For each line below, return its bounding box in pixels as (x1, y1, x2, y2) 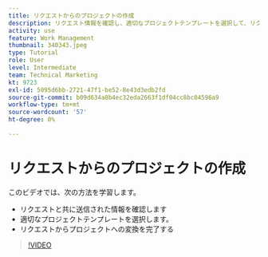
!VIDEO (27, 240, 52, 250)
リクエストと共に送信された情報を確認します (19, 204, 167, 214)
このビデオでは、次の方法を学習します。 (8, 187, 141, 196)
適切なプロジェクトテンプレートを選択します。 (19, 214, 173, 223)
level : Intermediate (8, 64, 77, 72)
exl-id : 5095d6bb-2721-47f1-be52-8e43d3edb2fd (8, 85, 166, 94)
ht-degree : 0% (8, 116, 56, 124)
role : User (8, 57, 45, 65)
